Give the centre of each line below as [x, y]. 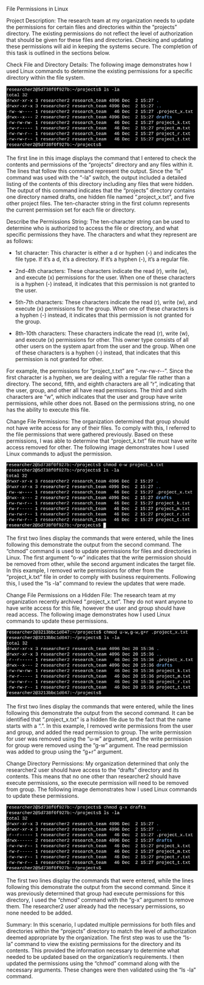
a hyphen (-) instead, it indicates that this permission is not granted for [103, 315]
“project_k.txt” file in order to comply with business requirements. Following [101, 577]
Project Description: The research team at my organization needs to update [100, 20]
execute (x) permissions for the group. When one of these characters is [104, 308]
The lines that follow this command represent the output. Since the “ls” [95, 171]
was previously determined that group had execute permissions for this [96, 893]
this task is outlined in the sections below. [58, 53]
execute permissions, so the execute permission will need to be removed [97, 783]
